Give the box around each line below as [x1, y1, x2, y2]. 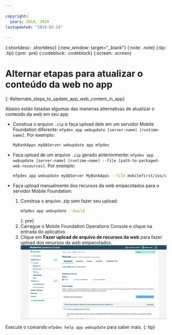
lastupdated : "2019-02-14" [5, 25, 63, 30]
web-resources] [12, 163, 46, 169]
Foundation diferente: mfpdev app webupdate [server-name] [12, 127, 137, 133]
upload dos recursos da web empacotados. [20, 239, 113, 245]
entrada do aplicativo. [20, 228, 67, 235]
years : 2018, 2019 [10, 19, 50, 24]
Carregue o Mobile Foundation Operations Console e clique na [20, 223, 153, 229]
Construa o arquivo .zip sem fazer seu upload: [20, 198, 118, 204]
